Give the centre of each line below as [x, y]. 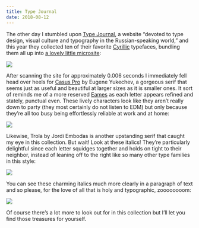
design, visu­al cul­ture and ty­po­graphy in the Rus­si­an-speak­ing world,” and [97, 40]
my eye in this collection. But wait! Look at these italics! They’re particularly [98, 142]
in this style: [21, 161]
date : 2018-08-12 [28, 17]
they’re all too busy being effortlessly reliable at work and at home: [88, 113]
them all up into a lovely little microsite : [54, 53]
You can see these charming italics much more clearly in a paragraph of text [99, 184]
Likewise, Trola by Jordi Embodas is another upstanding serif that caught [96, 136]
